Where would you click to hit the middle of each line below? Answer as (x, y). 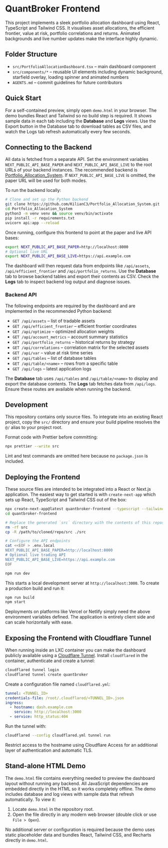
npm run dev (17, 573)
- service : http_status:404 (39, 717)
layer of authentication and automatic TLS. (49, 750)
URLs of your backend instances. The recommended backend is (71, 170)
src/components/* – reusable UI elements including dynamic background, (87, 72)
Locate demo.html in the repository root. (53, 809)
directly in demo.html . (27, 840)
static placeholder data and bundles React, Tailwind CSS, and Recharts (78, 834)
